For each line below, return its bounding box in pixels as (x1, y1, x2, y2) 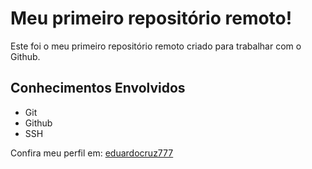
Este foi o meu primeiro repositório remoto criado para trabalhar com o (10, 40, 302, 52)
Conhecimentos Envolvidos (10, 80, 186, 97)
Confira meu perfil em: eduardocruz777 (10, 147, 174, 159)
